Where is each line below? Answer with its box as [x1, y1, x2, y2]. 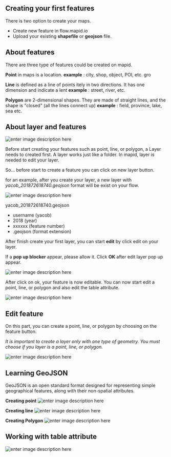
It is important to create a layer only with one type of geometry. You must [5, 339, 160, 345]
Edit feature [5, 309, 44, 318]
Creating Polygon [5, 418, 44, 424]
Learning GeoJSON [5, 369, 68, 377]
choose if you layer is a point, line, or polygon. [5, 344, 103, 350]
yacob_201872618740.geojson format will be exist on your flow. [5, 182, 139, 189]
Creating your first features [5, 4, 95, 13]
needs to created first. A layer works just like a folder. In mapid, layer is [5, 151, 155, 158]
